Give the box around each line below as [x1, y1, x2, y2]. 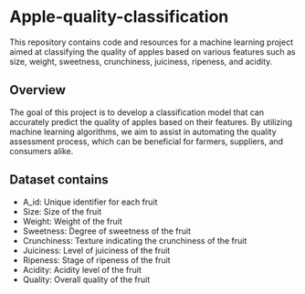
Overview [9, 82, 67, 98]
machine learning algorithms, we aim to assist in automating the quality [9, 126, 277, 137]
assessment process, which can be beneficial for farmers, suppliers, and [9, 135, 284, 147]
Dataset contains [9, 172, 110, 188]
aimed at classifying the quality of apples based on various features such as [9, 46, 296, 57]
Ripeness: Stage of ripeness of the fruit [22, 254, 171, 266]
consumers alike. [9, 145, 74, 156]
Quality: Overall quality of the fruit [22, 274, 151, 285]
